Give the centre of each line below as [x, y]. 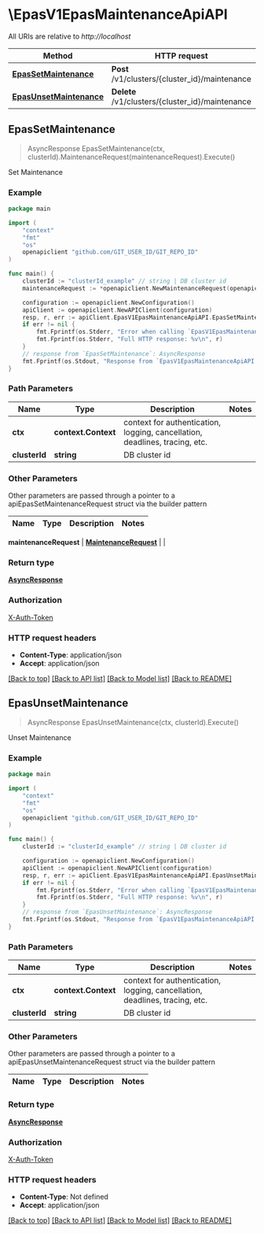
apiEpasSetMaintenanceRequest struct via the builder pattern [108, 504]
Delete [124, 91]
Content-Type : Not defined [64, 1197]
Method [58, 55]
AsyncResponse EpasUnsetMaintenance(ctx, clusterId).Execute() [133, 722]
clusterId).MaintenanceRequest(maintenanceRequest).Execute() [131, 157]
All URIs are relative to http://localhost [70, 36]
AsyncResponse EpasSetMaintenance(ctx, [96, 148]
